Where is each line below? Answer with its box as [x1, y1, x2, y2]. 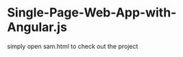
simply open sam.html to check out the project [7, 42, 138, 50]
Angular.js [7, 19, 67, 35]
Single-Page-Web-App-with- [7, 5, 177, 21]
